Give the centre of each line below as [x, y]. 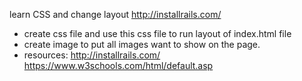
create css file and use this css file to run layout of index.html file [157, 33]
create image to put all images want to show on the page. [142, 44]
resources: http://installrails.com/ [92, 55]
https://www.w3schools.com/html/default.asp [118, 65]
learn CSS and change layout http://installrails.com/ [115, 14]
